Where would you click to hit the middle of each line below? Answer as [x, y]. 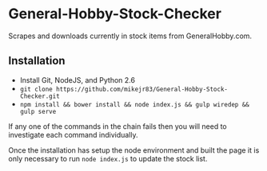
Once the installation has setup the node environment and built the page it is [134, 150]
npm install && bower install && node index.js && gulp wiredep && [134, 104]
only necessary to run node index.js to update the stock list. [108, 158]
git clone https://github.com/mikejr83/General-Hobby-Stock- [124, 89]
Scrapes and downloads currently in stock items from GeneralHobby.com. [130, 36]
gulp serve [38, 111]
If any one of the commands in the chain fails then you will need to [118, 126]
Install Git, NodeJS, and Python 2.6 [78, 80]
